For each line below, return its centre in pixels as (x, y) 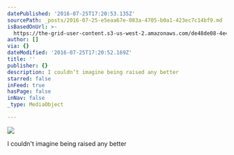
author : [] (23, 40)
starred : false (29, 79)
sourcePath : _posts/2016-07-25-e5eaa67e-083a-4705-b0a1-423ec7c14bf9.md (115, 20)
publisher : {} (28, 66)
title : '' (22, 59)
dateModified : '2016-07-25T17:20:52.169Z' (70, 53)
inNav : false (26, 98)
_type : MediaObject (36, 105)
